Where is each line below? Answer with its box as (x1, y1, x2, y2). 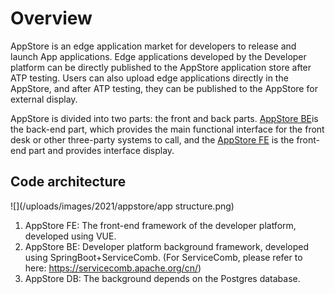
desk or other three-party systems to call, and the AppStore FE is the (10, 133, 295, 146)
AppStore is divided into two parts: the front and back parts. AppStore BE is (10, 112, 319, 124)
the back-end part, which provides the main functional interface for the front (10, 123, 325, 135)
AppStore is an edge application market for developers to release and (10, 40, 297, 52)
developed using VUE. (24, 230, 117, 242)
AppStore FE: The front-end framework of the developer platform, (24, 219, 297, 231)
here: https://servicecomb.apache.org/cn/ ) (24, 262, 202, 274)
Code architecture (10, 173, 127, 191)
